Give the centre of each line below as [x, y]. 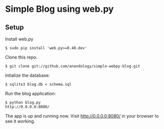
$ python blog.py [23, 102]
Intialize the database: [28, 75]
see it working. [20, 121]
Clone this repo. [21, 57]
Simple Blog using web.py [60, 9]
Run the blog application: [30, 94]
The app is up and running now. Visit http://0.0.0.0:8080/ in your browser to [82, 116]
